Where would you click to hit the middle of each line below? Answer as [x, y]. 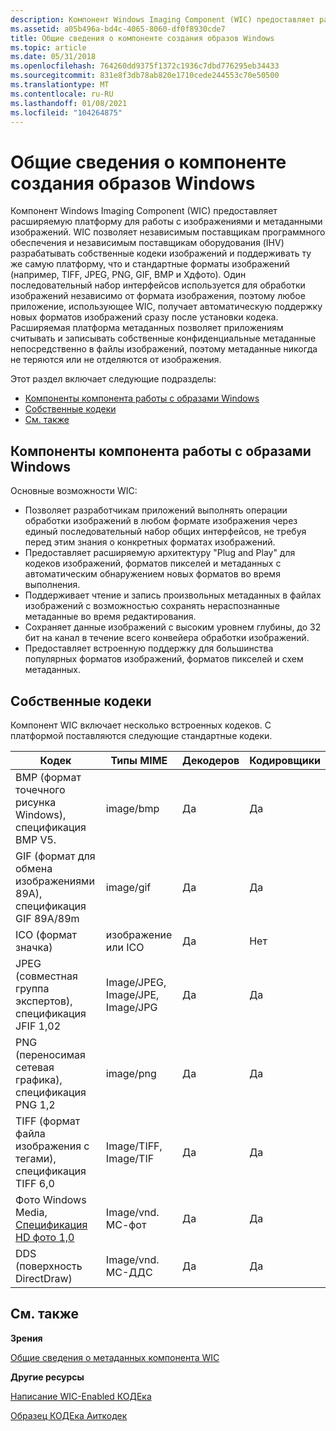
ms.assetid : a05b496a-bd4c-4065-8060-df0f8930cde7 [118, 29]
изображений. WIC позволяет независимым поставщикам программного [168, 232]
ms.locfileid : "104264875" [66, 112]
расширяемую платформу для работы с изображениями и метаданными [166, 222]
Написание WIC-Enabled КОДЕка [81, 1396]
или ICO [125, 947]
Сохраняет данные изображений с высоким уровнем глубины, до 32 [173, 627]
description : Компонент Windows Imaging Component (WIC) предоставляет [162, 19]
